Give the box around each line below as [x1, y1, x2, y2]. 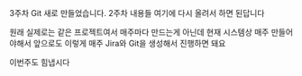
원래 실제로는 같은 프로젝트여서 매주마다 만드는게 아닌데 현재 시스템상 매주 [9, 27, 270, 38]
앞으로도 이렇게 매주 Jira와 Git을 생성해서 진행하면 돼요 [32, 38, 226, 48]
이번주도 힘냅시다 [9, 57, 70, 67]
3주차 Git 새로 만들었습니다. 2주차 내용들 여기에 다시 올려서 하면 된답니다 [9, 8, 265, 18]
